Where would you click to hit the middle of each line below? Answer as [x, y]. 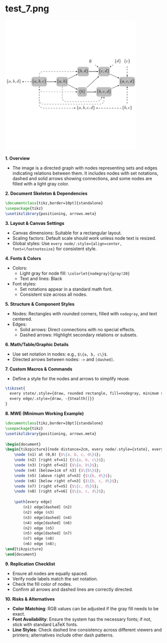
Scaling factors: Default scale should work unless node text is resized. [84, 238]
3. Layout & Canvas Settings [35, 223]
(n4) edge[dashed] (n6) [47, 523]
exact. [19, 614]
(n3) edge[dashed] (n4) [47, 518]
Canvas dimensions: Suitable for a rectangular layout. [67, 233]
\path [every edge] [33, 502]
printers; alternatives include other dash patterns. [63, 635]
